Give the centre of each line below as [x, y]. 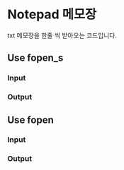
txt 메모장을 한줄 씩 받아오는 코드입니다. [62, 35]
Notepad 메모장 [52, 14]
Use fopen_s [35, 58]
